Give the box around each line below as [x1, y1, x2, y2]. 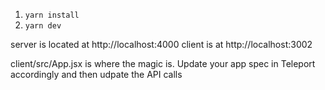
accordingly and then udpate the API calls [10, 69, 183, 80]
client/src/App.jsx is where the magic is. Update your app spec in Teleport [10, 58, 316, 69]
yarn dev [24, 21, 62, 31]
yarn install [24, 10, 80, 20]
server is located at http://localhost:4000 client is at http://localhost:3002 [10, 39, 313, 50]
